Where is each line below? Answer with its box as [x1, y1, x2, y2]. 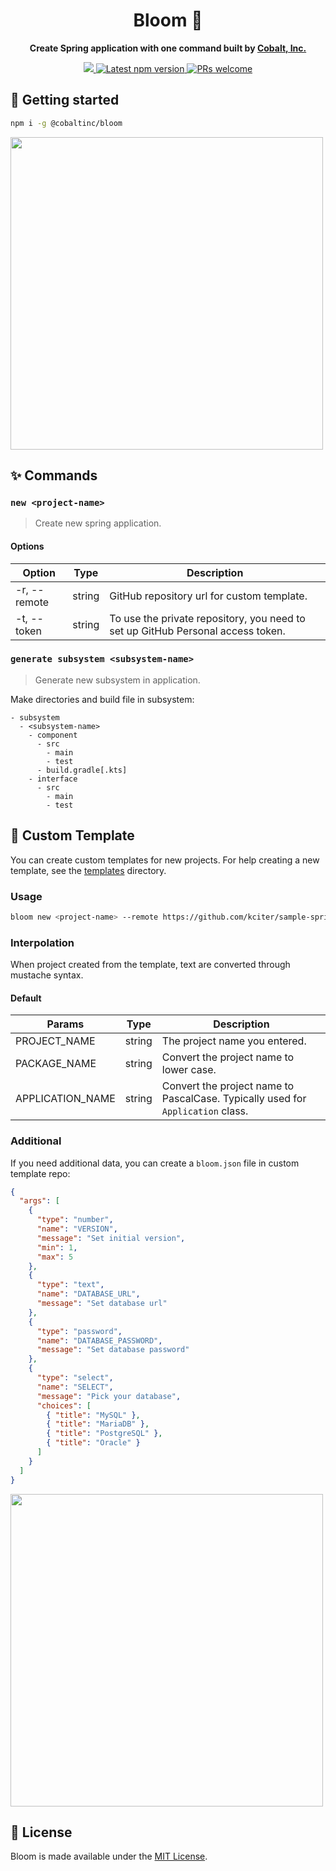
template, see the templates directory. [10, 864, 167, 876]
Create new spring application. [34, 517, 162, 529]
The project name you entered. [161, 1034, 307, 1048]
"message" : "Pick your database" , [36, 1391, 182, 1401]
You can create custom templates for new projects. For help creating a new [10, 854, 320, 866]
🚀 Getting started [10, 92, 120, 109]
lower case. [161, 1063, 217, 1077]
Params [46, 1017, 85, 1031]
